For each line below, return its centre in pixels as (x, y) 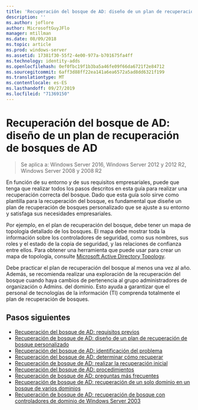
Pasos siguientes (38, 318)
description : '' (26, 17)
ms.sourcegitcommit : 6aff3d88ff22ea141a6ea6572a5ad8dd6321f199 (85, 72)
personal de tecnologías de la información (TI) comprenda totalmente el (93, 293)
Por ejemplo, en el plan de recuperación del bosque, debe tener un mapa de (99, 225)
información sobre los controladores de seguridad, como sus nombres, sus (97, 237)
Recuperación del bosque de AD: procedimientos (74, 369)
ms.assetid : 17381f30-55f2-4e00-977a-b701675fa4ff (70, 55)
